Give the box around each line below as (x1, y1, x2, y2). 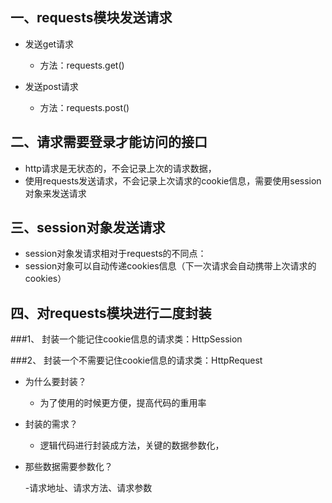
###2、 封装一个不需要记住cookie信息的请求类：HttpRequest (10, 354, 263, 367)
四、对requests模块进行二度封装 (10, 304, 212, 322)
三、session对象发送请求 (10, 219, 166, 237)
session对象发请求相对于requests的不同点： (24, 248, 207, 260)
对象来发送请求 (24, 187, 87, 199)
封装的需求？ (24, 418, 78, 430)
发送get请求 (24, 38, 75, 50)
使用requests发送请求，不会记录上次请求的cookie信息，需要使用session (24, 174, 322, 187)
